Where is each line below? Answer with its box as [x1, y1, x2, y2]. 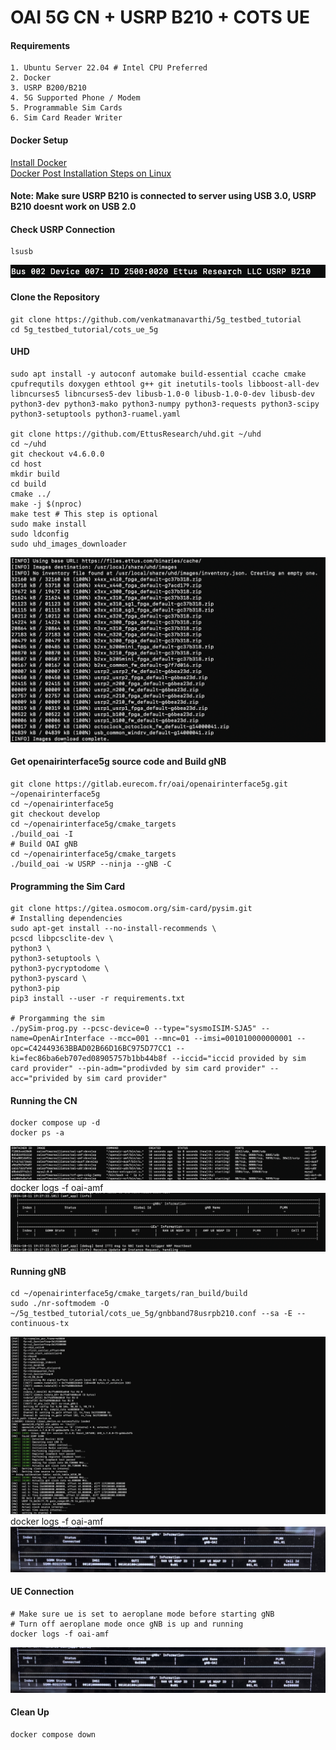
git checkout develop [10, 809, 101, 819]
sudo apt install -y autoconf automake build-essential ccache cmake [10, 369, 307, 379]
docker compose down [10, 1729, 97, 1740]
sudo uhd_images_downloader [10, 539, 128, 549]
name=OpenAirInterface [10, 1034, 105, 1044]
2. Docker [10, 73, 52, 83]
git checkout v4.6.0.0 [10, 449, 105, 459]
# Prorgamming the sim [10, 1014, 105, 1024]
